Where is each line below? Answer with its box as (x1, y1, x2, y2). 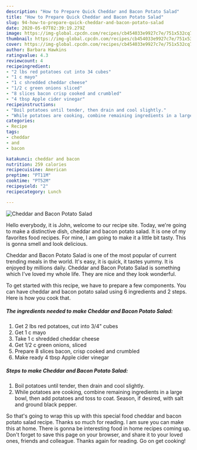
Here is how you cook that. (6, 294, 72, 301)
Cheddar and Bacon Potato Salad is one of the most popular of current (6, 251, 177, 259)
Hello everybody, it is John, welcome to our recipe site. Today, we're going (6, 221, 186, 228)
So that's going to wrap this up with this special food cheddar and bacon (6, 412, 182, 419)
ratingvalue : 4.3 (6, 52, 49, 58)
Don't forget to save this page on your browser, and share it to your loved (6, 431, 183, 438)
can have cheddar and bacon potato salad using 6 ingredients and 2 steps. (6, 288, 187, 295)
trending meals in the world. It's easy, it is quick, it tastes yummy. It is (6, 258, 174, 265)
